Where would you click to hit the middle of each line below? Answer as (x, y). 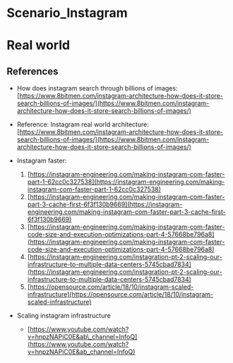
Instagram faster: (42, 161)
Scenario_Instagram (67, 13)
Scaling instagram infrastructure (64, 316)
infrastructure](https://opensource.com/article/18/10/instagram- (120, 294)
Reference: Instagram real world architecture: (83, 124)
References (32, 71)
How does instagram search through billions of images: (97, 88)
